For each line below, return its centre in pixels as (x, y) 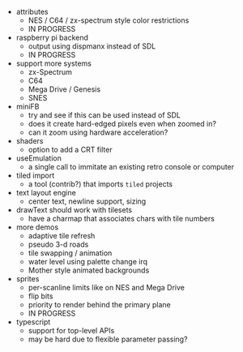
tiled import (35, 175)
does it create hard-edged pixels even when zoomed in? (122, 124)
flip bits (40, 296)
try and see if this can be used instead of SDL (104, 115)
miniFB (28, 106)
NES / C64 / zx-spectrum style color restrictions (109, 20)
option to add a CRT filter (70, 150)
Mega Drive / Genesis (64, 89)
